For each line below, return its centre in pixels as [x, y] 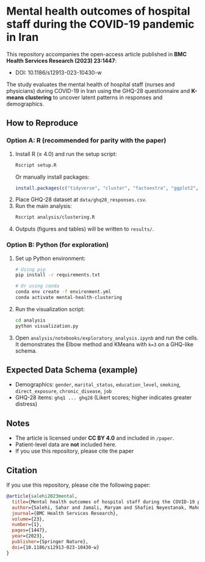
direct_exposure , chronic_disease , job [63, 391]
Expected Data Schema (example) [72, 370]
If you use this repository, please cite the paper [74, 451]
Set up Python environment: [50, 258]
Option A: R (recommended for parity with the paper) [86, 141]
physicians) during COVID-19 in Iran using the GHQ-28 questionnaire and [98, 91]
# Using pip [30, 269]
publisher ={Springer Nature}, [50, 542]
